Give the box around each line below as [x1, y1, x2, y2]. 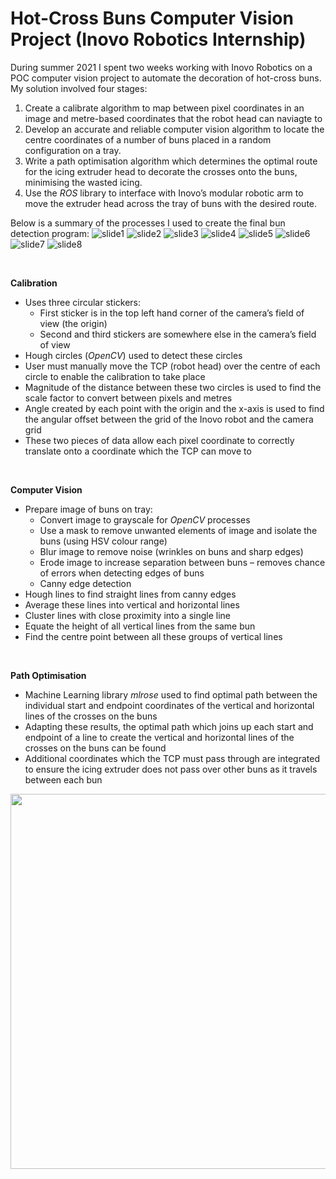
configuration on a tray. [24, 144, 122, 156]
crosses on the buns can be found [24, 742, 167, 754]
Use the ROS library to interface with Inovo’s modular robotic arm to [24, 187, 304, 199]
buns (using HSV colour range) [39, 535, 168, 547]
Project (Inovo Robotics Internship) [10, 28, 307, 51]
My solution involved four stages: [10, 82, 148, 94]
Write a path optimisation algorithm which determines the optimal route [24, 155, 318, 167]
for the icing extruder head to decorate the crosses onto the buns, [24, 165, 298, 177]
